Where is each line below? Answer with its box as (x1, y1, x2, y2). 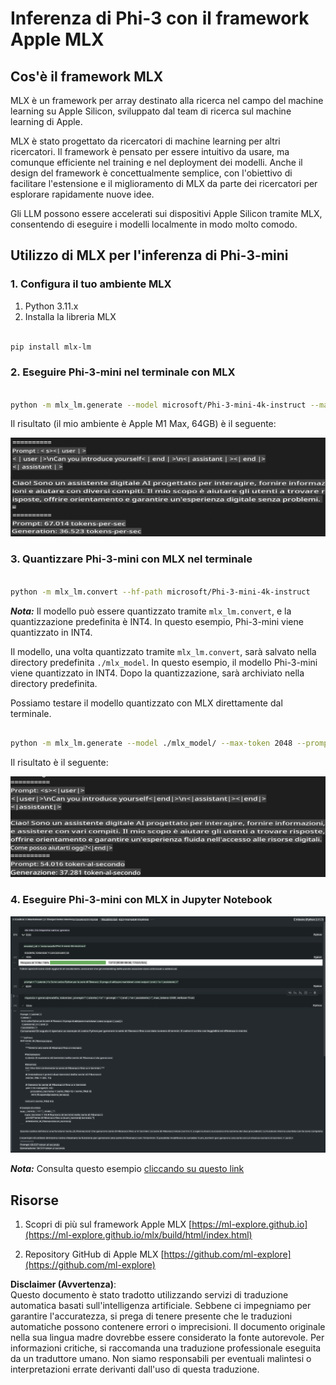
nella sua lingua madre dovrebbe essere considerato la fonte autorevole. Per (10, 1332, 325, 1344)
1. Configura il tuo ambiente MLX (10, 277, 172, 291)
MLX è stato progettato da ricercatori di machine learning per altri (10, 135, 281, 147)
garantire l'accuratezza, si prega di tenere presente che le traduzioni (10, 1310, 293, 1322)
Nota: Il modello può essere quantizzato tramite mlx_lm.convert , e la (10, 605, 292, 617)
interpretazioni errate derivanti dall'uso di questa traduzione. (10, 1363, 260, 1376)
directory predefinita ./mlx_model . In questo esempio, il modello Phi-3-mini (10, 656, 318, 668)
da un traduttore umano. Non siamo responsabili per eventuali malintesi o (10, 1353, 312, 1365)
